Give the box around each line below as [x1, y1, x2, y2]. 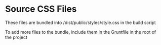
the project [5, 34, 28, 40]
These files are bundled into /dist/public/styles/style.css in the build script [5, 20, 156, 25]
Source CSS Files [5, 3, 77, 15]
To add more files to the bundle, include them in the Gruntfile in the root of [5, 29, 157, 35]
